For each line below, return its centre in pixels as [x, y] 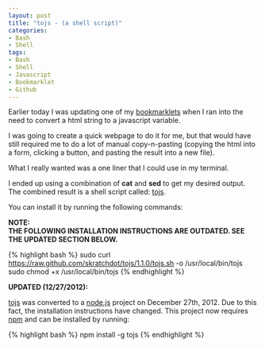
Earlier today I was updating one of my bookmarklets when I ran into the [126, 112]
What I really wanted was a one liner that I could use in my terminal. [119, 168]
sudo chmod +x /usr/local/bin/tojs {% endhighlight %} [96, 272]
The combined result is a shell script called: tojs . [87, 192]
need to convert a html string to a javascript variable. [94, 121]
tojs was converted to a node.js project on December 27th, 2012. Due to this [132, 303]
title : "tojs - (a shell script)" [65, 23]
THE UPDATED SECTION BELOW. [63, 240]
